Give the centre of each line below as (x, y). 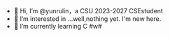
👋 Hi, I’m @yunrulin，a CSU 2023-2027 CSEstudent (88, 11)
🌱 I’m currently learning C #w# (58, 26)
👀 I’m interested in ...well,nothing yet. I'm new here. (87, 19)
